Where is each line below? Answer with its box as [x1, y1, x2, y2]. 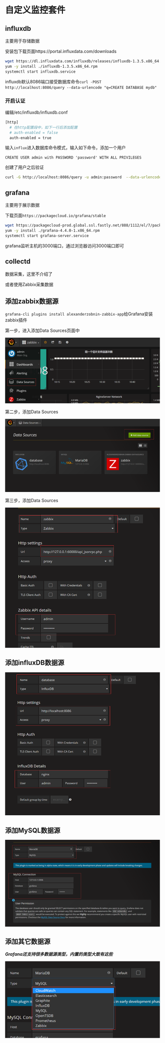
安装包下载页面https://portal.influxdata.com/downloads [5, 49, 117, 54]
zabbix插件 [5, 317, 27, 323]
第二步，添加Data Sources [5, 408, 58, 415]
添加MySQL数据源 [5, 826, 60, 834]
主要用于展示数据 [5, 202, 40, 208]
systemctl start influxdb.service [5, 69, 76, 74]
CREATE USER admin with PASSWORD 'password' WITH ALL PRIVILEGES [5, 155, 141, 160]
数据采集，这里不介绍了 [5, 271, 53, 277]
